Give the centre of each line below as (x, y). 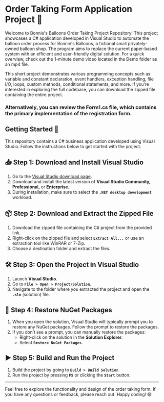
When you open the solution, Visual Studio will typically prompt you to (82, 322)
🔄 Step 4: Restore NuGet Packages (59, 310)
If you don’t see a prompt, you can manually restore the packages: (79, 332)
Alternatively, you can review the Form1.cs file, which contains (81, 107)
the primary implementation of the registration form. (69, 113)
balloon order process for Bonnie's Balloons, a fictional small (66, 43)
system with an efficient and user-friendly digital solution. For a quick (75, 54)
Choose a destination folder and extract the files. (61, 249)
